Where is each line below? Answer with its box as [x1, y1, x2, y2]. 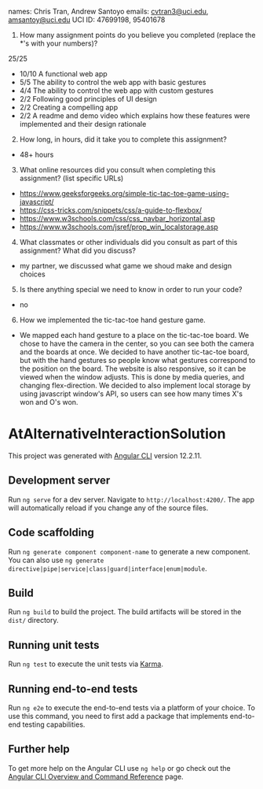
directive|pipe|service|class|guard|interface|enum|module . [8, 563, 207, 573]
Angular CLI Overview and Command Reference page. [8, 772, 184, 781]
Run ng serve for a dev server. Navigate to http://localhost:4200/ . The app [8, 495, 255, 504]
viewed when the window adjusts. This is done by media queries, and [19, 372, 245, 381]
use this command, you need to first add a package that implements [8, 712, 228, 720]
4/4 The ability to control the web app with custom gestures [19, 86, 214, 95]
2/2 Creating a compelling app [19, 102, 119, 112]
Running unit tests [8, 638, 100, 652]
